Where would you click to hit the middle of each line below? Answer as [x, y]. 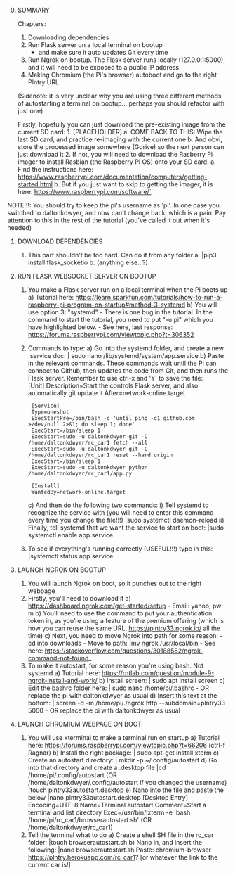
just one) [30, 111]
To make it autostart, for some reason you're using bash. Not [116, 665]
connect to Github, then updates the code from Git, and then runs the [128, 371]
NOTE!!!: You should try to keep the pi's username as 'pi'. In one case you [113, 205]
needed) [20, 228]
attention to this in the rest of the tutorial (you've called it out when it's [109, 220]
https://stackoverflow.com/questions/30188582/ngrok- [124, 651]
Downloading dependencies [68, 37]
